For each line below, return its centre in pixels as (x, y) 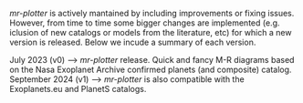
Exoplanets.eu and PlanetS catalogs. (78, 89)
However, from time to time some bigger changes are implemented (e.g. (145, 23)
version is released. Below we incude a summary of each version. (133, 42)
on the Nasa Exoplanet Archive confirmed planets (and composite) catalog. (151, 69)
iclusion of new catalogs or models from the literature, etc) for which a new (151, 32)
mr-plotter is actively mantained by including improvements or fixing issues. (152, 13)
